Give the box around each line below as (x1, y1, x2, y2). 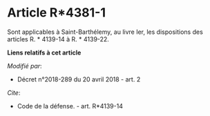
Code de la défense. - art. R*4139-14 (17, 101, 123, 110)
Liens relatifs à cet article (7, 48, 82, 57)
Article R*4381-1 (7, 5, 106, 21)
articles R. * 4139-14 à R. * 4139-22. (7, 35, 109, 43)
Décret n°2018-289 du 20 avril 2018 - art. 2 (17, 75, 141, 84)
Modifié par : (7, 61, 43, 70)
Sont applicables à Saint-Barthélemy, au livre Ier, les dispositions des (7, 28, 204, 36)
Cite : (7, 88, 21, 97)
